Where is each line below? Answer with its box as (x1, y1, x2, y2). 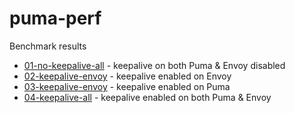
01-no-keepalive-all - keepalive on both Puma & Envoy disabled (23, 59, 286, 71)
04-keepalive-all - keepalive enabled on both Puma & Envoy (23, 91, 272, 103)
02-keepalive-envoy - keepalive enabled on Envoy (23, 70, 232, 82)
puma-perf (9, 7, 102, 30)
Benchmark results (9, 40, 87, 52)
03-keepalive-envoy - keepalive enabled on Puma (23, 80, 231, 92)
